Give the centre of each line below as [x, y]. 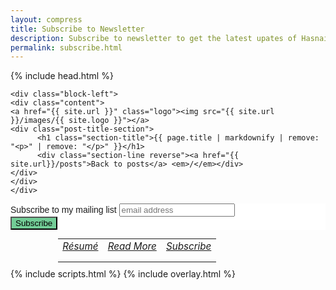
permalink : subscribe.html [66, 47]
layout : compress [46, 19]
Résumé [80, 246]
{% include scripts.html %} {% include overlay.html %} [123, 274]
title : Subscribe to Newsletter [77, 29]
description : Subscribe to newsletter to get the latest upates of [154, 38]
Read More [132, 246]
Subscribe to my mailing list [63, 210]
